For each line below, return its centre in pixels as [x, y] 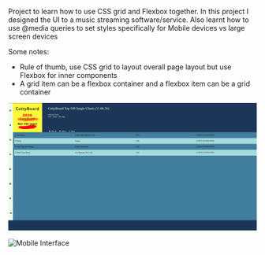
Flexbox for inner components [69, 75]
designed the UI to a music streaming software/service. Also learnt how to [129, 20]
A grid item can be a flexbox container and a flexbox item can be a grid [135, 83]
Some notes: [29, 52]
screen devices [33, 36]
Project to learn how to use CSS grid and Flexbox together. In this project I [129, 11]
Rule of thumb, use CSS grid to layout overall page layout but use [125, 67]
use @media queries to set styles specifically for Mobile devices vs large [127, 28]
